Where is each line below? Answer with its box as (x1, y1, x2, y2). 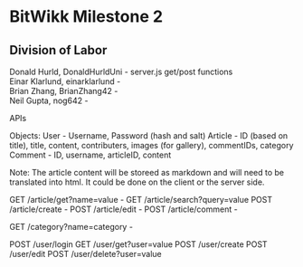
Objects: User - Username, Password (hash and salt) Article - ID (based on (9, 130, 289, 141)
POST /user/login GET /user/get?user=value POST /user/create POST (9, 239, 269, 250)
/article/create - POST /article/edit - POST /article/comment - (9, 204, 238, 215)
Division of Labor (9, 43, 108, 58)
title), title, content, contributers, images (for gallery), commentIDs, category (9, 140, 294, 150)
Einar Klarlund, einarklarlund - (9, 76, 121, 87)
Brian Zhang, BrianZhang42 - (9, 86, 118, 96)
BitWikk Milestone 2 (9, 6, 164, 27)
